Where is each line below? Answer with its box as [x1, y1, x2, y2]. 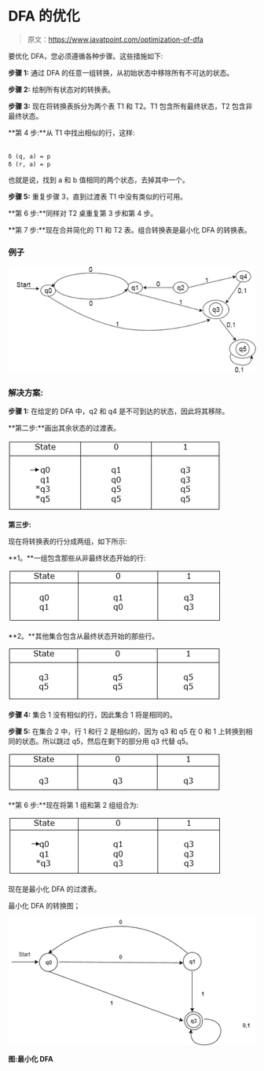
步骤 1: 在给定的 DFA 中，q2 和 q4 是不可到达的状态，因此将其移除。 [8, 406, 229, 416]
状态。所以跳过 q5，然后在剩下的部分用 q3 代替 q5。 [21, 736, 192, 746]
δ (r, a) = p [8, 160, 51, 168]
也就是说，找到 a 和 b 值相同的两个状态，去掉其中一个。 [8, 174, 190, 185]
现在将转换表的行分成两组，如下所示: [8, 537, 128, 546]
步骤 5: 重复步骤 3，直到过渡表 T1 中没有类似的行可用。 [8, 192, 187, 201]
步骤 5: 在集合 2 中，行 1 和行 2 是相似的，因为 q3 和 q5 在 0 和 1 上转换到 [8, 727, 246, 736]
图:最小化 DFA [8, 1054, 53, 1063]
